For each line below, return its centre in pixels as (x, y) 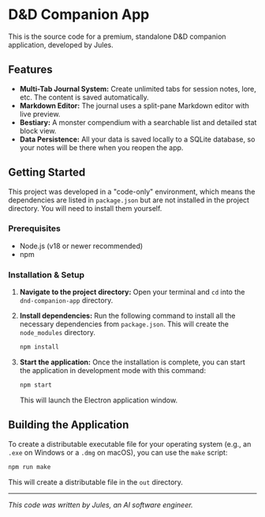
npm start (36, 385)
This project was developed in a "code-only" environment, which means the (132, 191)
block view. (38, 130)
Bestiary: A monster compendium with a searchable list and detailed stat (138, 122)
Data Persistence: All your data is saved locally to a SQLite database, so (137, 139)
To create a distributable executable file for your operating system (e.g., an (130, 443)
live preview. (40, 114)
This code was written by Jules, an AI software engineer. (101, 504)
